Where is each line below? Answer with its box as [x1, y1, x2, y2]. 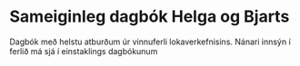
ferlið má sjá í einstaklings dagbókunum [9, 45, 158, 56]
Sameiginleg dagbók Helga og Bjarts [9, 6, 290, 27]
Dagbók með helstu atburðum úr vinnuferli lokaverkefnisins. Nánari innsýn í [9, 36, 291, 47]
